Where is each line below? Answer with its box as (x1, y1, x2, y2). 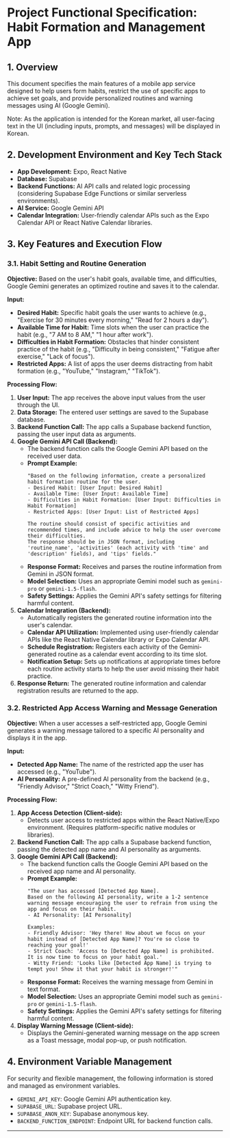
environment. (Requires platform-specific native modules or (27, 823, 196, 831)
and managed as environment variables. (7, 1081, 120, 1089)
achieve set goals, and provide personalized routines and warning (7, 94, 193, 102)
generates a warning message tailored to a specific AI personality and (7, 726, 205, 734)
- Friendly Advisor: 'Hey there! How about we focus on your (27, 929, 205, 936)
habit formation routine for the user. (27, 478, 142, 485)
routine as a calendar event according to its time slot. (57, 650, 208, 658)
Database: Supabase (16, 174, 77, 183)
